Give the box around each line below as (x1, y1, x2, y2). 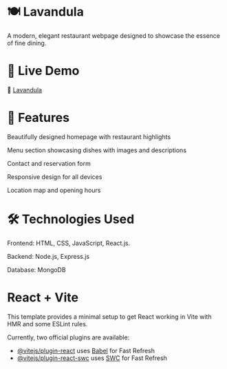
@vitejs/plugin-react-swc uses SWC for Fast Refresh (17, 354, 167, 362)
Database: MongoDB (7, 265, 67, 274)
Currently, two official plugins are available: (7, 333, 130, 341)
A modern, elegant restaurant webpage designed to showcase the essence (7, 31, 220, 40)
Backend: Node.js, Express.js (7, 252, 90, 260)
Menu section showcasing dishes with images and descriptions (7, 146, 187, 154)
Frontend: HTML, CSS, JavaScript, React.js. (7, 239, 131, 247)
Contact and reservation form (7, 159, 91, 167)
